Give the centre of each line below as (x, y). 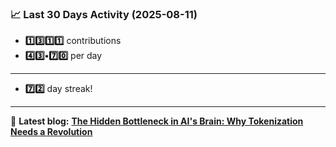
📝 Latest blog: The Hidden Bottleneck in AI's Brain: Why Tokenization (157, 121)
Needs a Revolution (51, 132)
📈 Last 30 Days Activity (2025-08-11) (104, 14)
